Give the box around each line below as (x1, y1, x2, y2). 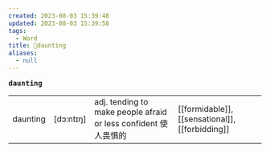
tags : (8, 27, 27, 35)
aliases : (8, 49, 38, 57)
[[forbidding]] (178, 123, 231, 134)
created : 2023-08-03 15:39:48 (8, 11, 110, 20)
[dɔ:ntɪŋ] (53, 113, 87, 125)
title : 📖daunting (8, 42, 67, 50)
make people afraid (93, 106, 167, 117)
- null (15, 57, 38, 65)
